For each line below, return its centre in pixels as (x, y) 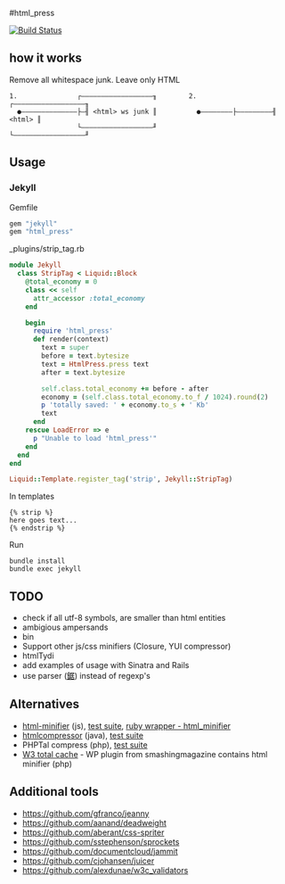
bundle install (37, 561)
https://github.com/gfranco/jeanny (85, 813)
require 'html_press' (73, 331)
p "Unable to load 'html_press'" (95, 438)
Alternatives (45, 704)
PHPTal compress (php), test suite (85, 745)
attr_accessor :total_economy (89, 298)
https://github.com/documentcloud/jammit (100, 851)
